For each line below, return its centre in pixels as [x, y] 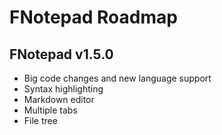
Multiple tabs [50, 110]
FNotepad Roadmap [93, 17]
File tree [40, 120]
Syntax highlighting [63, 89]
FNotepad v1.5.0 [61, 54]
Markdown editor [59, 99]
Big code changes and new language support [117, 78]
